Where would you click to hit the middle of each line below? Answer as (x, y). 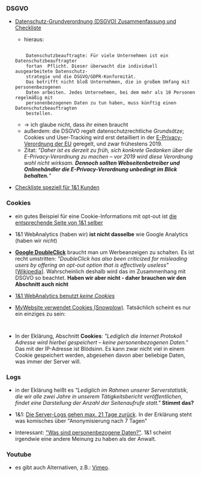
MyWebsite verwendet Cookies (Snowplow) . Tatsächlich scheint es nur (103, 307)
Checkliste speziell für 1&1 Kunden (57, 187)
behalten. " (37, 176)
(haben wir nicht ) (36, 240)
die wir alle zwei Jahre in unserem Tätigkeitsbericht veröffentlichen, (99, 396)
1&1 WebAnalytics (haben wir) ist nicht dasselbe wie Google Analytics (101, 234)
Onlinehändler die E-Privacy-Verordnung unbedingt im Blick (100, 169)
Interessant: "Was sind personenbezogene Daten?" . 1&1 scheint (93, 432)
